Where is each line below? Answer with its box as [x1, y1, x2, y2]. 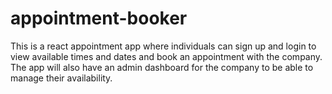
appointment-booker [10, 7, 188, 30]
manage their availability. [10, 72, 113, 84]
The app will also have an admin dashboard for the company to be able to [10, 61, 314, 73]
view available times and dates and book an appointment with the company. [10, 50, 323, 62]
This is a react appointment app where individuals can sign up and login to [10, 40, 317, 52]
